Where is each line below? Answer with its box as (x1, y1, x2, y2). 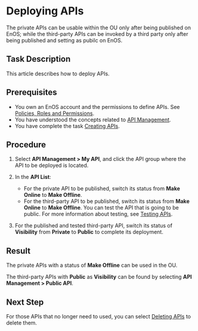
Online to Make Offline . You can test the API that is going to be (23, 204, 179, 211)
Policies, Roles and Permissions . (14, 110, 94, 117)
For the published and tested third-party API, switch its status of (14, 222, 173, 229)
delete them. (6, 319, 38, 326)
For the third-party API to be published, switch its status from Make (23, 198, 190, 205)
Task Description (6, 54, 71, 64)
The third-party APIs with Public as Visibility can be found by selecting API (6, 274, 192, 281)
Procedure (6, 139, 47, 150)
